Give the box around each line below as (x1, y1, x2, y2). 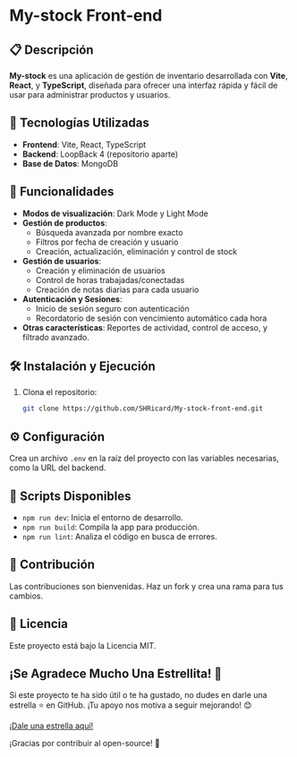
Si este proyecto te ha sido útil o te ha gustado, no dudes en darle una (9, 690, 267, 701)
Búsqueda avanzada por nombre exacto (35, 227, 183, 237)
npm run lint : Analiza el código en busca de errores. (21, 530, 217, 542)
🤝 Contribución (9, 557, 96, 572)
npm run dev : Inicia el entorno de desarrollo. (21, 512, 183, 522)
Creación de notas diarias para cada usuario (35, 284, 199, 295)
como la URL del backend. (9, 462, 106, 473)
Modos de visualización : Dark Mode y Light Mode (21, 208, 208, 219)
